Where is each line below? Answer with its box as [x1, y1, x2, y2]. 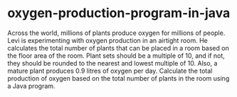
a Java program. [7, 81, 56, 90]
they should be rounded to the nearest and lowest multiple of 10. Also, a [7, 58, 218, 67]
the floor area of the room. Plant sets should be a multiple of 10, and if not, [7, 51, 226, 60]
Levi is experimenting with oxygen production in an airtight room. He [7, 36, 208, 44]
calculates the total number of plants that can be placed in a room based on [7, 44, 229, 52]
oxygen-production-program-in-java [7, 5, 231, 21]
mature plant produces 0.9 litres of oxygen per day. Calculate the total [7, 66, 213, 75]
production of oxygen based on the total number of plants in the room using [7, 73, 230, 83]
